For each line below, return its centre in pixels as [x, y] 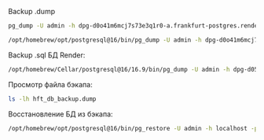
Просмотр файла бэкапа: [50, 84]
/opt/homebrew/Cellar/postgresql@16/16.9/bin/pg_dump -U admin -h [119, 69]
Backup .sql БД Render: [47, 55]
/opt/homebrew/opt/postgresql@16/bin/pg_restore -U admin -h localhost [128, 128]
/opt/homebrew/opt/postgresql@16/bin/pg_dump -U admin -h [105, 40]
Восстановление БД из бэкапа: [60, 114]
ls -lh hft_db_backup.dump [52, 99]
